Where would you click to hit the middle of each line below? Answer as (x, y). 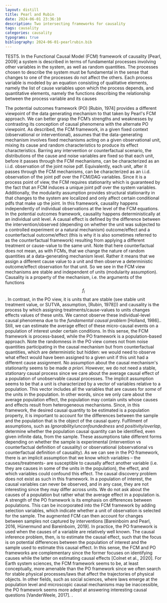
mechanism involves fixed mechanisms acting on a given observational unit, (83, 140)
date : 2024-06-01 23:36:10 (33, 19)
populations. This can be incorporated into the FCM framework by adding (80, 505)
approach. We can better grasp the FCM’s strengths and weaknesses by (79, 119)
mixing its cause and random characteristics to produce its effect (72, 145)
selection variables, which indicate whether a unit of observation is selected (83, 511)
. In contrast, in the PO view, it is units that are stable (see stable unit (75, 299)
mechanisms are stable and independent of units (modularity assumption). (81, 272)
